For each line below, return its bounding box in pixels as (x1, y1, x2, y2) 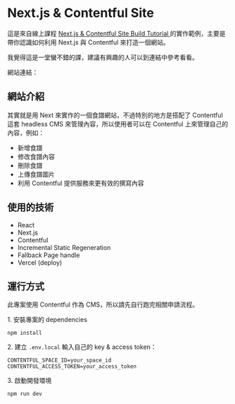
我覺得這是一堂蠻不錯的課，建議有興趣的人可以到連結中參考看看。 (7, 53, 198, 61)
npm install (7, 330, 42, 337)
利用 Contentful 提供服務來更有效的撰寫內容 (17, 179, 144, 187)
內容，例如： (7, 129, 44, 137)
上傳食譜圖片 (17, 170, 55, 178)
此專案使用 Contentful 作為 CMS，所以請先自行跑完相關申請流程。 (7, 300, 199, 309)
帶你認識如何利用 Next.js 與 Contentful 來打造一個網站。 (7, 37, 170, 47)
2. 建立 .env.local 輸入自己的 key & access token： (7, 343, 157, 351)
